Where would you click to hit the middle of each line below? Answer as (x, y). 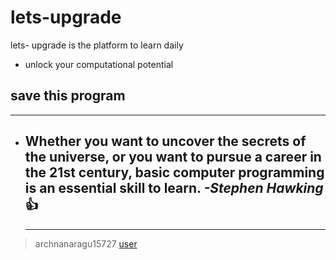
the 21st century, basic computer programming (174, 172)
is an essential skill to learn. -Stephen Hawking (174, 188)
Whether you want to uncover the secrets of (165, 141)
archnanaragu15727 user (86, 243)
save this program (68, 96)
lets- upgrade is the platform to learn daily (97, 45)
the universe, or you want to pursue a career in (173, 157)
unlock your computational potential (99, 64)
